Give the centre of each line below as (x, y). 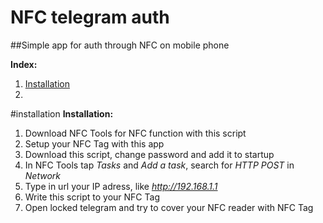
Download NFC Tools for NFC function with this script (135, 133)
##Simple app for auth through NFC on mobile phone (120, 45)
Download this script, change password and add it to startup (149, 154)
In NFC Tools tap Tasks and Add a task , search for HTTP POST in (159, 165)
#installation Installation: (62, 113)
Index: (24, 64)
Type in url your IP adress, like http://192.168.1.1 (121, 186)
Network (42, 175)
